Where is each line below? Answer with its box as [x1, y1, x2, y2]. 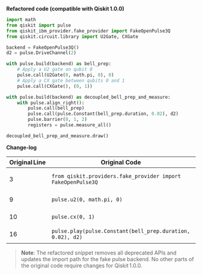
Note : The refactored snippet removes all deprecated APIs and [20, 249, 177, 256]
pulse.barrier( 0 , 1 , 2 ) [28, 117, 87, 123]
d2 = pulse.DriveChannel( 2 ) [6, 50, 77, 56]
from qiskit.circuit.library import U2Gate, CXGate [6, 33, 138, 40]
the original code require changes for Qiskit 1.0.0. [20, 262, 142, 269]
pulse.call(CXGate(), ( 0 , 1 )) [17, 83, 93, 89]
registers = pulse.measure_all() [28, 122, 112, 128]
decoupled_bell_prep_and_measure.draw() [6, 132, 109, 139]
